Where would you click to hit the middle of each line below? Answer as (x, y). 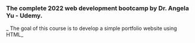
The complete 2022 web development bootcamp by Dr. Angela (98, 8)
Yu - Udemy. (24, 15)
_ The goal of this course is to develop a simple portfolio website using (92, 28)
